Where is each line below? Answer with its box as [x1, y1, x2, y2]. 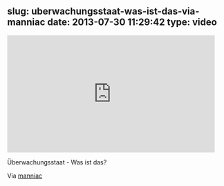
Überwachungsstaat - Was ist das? [7, 158, 107, 166]
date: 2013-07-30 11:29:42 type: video [47, 17, 218, 28]
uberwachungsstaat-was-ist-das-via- [30, 6, 200, 17]
